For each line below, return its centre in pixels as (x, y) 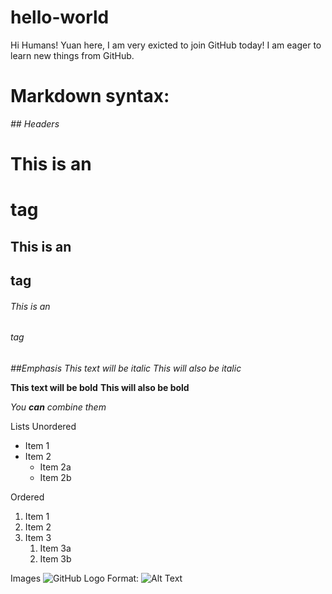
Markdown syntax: (90, 96)
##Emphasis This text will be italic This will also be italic (126, 368)
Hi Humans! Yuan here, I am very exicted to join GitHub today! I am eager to (166, 45)
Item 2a (55, 467)
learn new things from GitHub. (72, 55)
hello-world (60, 17)
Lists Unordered (43, 426)
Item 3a (55, 548)
